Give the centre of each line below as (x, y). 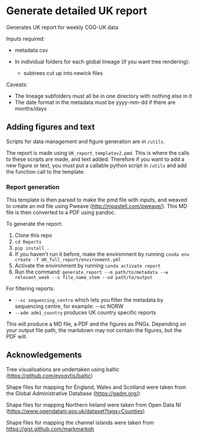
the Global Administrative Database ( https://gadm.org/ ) (73, 393)
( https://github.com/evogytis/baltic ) (50, 375)
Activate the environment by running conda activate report (87, 266)
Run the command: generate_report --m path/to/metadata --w (91, 272)
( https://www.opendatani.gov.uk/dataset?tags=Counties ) (75, 411)
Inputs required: (25, 38)
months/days (31, 108)
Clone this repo (33, 235)
